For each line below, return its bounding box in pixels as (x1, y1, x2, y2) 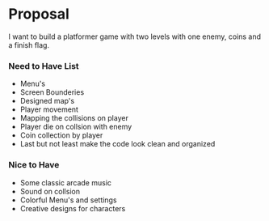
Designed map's (19, 96, 75, 106)
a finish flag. (8, 40, 50, 49)
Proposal (8, 5, 70, 23)
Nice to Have (8, 159, 60, 171)
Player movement (19, 104, 79, 114)
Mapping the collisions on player (19, 113, 129, 123)
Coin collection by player (19, 130, 103, 140)
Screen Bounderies (19, 87, 85, 97)
